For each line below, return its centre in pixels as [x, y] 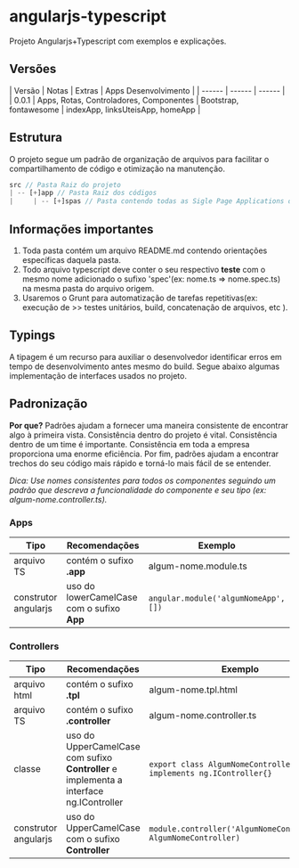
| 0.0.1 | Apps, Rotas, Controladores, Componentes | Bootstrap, [124, 100]
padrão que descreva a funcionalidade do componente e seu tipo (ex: [138, 490]
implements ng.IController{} [211, 774]
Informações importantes [81, 229]
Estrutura [36, 138]
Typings [32, 336]
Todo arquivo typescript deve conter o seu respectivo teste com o [144, 270]
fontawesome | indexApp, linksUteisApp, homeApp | [105, 110]
